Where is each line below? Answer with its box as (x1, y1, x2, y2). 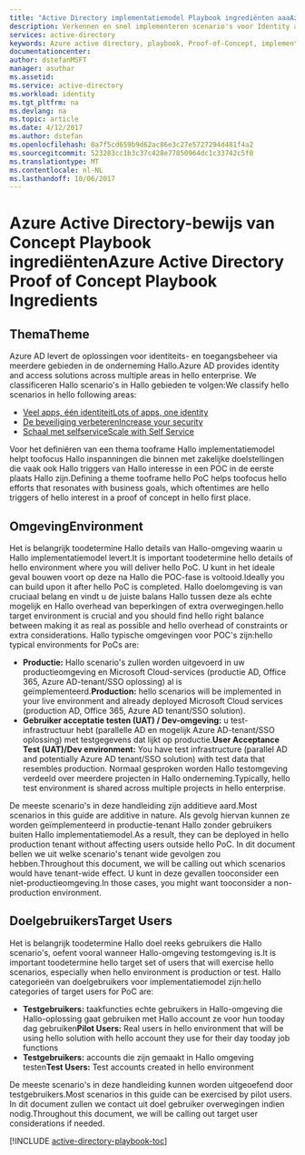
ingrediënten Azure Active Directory (9, 252, 284, 273)
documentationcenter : (9, 47, 92, 56)
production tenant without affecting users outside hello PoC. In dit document (9, 839, 296, 850)
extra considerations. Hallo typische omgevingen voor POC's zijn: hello (9, 629, 273, 641)
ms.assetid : (9, 73, 54, 82)
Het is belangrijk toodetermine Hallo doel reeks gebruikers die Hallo (9, 938, 262, 949)
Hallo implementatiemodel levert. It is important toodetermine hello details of (9, 552, 293, 564)
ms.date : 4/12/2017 (9, 124, 84, 133)
